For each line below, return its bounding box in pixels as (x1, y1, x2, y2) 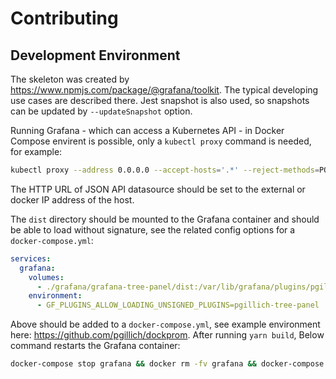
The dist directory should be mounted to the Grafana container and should (10, 213, 320, 225)
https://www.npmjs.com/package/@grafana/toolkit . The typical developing (10, 84, 319, 96)
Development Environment (10, 47, 181, 64)
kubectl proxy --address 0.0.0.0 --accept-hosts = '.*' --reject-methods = (10, 165, 320, 175)
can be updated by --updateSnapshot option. (10, 105, 193, 117)
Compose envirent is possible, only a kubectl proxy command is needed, (10, 135, 312, 147)
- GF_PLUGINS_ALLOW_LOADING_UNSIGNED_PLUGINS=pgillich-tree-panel (36, 300, 320, 311)
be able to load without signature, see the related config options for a (10, 223, 296, 236)
